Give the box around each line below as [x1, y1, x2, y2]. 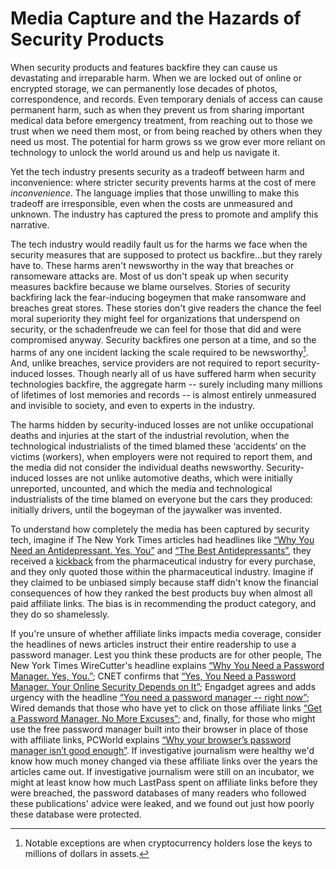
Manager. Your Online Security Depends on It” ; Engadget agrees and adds [10, 680, 317, 692]
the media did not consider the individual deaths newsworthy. [10, 461, 265, 473]
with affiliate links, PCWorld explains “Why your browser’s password [10, 733, 292, 746]
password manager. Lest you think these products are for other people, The [10, 648, 323, 661]
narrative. [10, 218, 50, 231]
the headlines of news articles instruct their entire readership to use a [10, 638, 297, 650]
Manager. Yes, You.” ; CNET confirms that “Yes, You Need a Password [10, 670, 297, 682]
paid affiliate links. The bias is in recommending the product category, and [10, 597, 317, 609]
